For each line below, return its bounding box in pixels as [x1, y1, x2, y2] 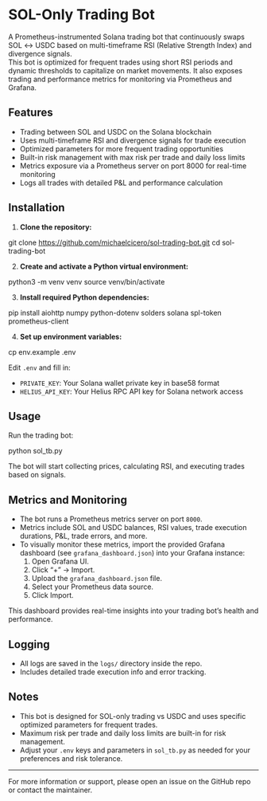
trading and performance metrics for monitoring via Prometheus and [8, 74, 232, 84]
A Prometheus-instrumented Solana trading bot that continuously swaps [8, 32, 245, 41]
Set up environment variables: [19, 332, 122, 341]
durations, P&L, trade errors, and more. [19, 532, 148, 541]
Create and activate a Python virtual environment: [19, 261, 189, 271]
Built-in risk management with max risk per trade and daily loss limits [19, 152, 246, 162]
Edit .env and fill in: [8, 363, 72, 372]
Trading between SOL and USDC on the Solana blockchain [19, 127, 212, 136]
